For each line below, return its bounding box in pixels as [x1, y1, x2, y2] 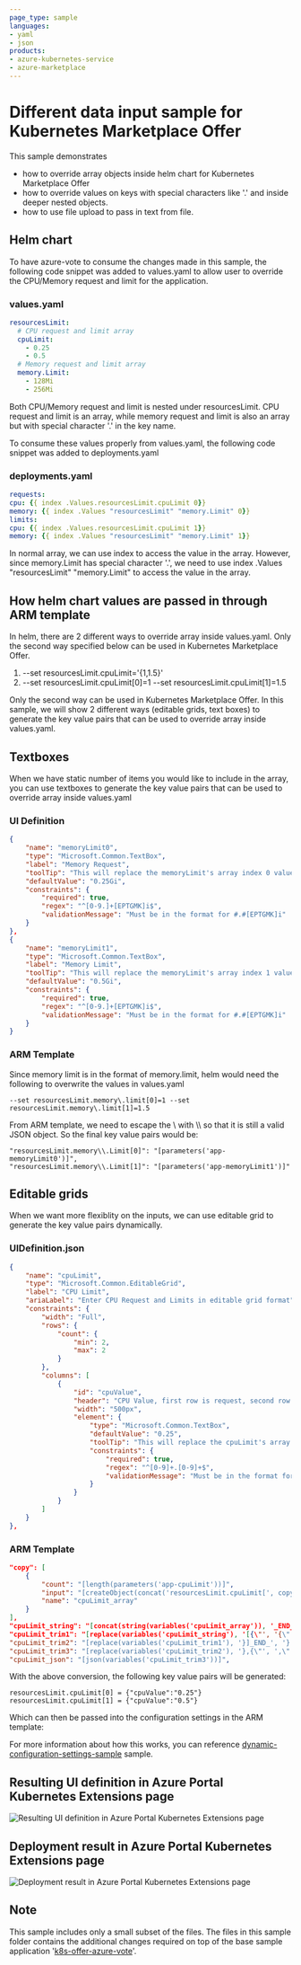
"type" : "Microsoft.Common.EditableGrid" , [25, 1279, 186, 1288]
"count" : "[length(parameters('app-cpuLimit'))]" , [41, 1580, 235, 1589]
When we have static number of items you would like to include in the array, [9, 773, 289, 783]
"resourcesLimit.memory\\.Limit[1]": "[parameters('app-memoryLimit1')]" [9, 1162, 291, 1171]
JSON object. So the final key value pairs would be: [9, 1129, 199, 1139]
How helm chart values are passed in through [9, 593, 268, 608]
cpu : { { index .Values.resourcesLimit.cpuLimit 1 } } [9, 523, 206, 533]
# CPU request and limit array [17, 326, 134, 335]
